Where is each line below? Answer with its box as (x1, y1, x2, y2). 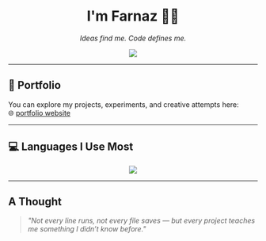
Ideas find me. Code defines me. (79, 33, 187, 43)
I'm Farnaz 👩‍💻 (86, 7, 180, 25)
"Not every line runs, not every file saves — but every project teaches (27, 216, 256, 225)
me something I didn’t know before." (27, 224, 146, 234)
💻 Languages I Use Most (8, 140, 134, 154)
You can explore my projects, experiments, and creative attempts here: (8, 99, 239, 109)
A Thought (8, 194, 62, 208)
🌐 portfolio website (8, 108, 71, 117)
